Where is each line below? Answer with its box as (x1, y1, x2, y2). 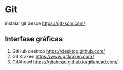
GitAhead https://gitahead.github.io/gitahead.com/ (12, 59, 118, 65)
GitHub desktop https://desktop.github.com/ (12, 48, 105, 54)
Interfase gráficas (5, 35, 63, 43)
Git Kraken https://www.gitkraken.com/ (12, 53, 95, 59)
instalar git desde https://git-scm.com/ (5, 20, 85, 26)
